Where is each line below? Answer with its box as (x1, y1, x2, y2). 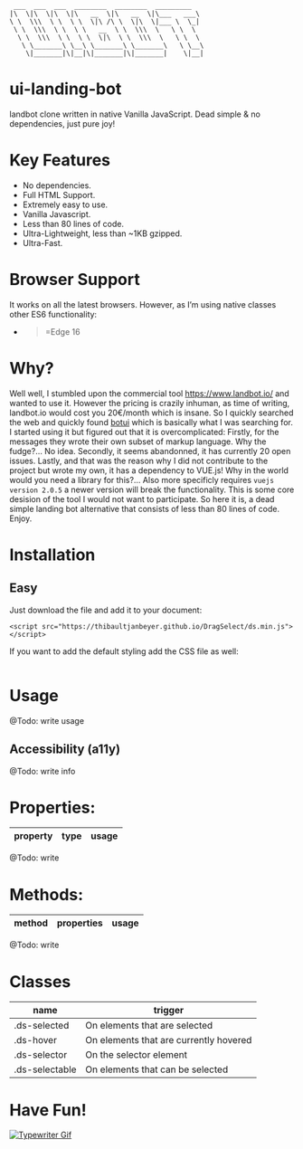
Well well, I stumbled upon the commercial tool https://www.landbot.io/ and (9, 387, 289, 399)
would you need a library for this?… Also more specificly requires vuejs (9, 474, 274, 485)
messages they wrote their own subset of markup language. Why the (9, 436, 267, 447)
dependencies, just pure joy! (9, 118, 116, 128)
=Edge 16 (44, 326, 80, 337)
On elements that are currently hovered (85, 1034, 252, 1047)
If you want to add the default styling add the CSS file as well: (9, 645, 240, 657)
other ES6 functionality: (9, 309, 98, 319)
